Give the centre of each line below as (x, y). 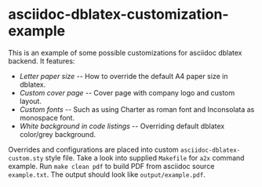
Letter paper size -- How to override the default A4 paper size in (124, 76)
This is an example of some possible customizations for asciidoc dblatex (125, 52)
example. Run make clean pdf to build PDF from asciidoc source (111, 166)
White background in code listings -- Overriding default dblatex (122, 126)
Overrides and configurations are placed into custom (93, 149)
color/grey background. (58, 134)
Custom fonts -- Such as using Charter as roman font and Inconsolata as (137, 109)
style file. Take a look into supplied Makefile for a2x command (145, 157)
